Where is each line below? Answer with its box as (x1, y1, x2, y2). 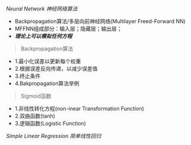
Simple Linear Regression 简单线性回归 (6, 133, 101, 139)
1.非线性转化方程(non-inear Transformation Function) (14, 105, 144, 112)
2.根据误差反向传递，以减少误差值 (14, 65, 98, 72)
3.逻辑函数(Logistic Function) (14, 120, 86, 127)
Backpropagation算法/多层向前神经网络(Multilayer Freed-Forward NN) (14, 18, 186, 25)
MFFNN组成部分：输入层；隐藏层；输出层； (14, 25, 123, 32)
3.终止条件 (14, 73, 41, 79)
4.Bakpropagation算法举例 (14, 80, 79, 87)
